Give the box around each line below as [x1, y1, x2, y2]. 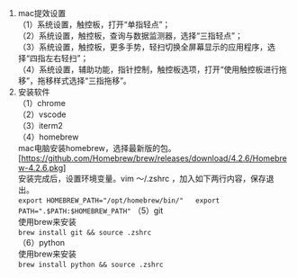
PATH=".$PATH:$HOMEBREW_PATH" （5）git [17, 205, 164, 216]
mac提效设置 [17, 8, 66, 18]
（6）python [17, 238, 66, 247]
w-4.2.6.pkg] [17, 163, 67, 173]
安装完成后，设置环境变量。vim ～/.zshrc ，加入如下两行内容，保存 [17, 174, 267, 184]
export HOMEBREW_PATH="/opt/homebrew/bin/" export [17, 196, 220, 205]
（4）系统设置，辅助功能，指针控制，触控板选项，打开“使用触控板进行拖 [17, 64, 288, 75]
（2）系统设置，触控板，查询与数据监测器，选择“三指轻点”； [17, 31, 243, 40]
